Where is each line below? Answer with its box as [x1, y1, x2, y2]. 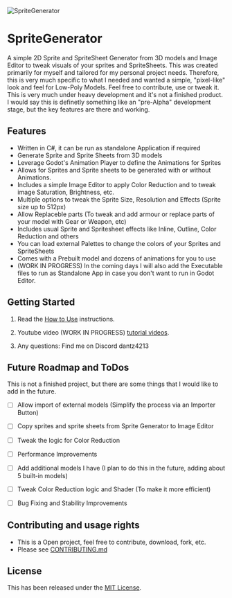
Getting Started [7, 297, 75, 308]
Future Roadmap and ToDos [7, 361, 130, 373]
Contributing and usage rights [7, 520, 140, 531]
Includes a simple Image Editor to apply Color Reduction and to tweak [17, 180, 216, 188]
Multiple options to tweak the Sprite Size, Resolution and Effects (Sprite [17, 195, 222, 204]
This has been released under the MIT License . [7, 583, 142, 592]
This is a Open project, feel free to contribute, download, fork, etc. [17, 538, 206, 546]
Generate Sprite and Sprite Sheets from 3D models [17, 151, 163, 159]
